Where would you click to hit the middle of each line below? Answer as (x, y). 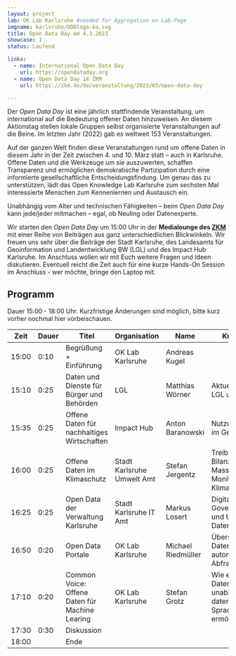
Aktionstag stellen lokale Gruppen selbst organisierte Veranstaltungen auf (114, 127)
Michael (179, 546)
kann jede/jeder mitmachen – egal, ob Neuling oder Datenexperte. (103, 214)
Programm (31, 294)
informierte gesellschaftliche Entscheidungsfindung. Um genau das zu (109, 177)
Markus (178, 508)
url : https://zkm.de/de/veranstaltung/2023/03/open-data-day (111, 85)
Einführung (84, 365)
